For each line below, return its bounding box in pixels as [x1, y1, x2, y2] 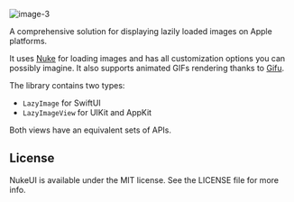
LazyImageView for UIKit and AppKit [22, 107, 152, 117]
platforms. [9, 36, 48, 46]
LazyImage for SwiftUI [22, 97, 101, 108]
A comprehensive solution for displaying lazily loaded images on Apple [9, 26, 272, 36]
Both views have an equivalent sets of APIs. [9, 124, 172, 135]
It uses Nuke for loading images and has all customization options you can [9, 53, 286, 63]
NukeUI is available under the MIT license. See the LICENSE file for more [9, 174, 280, 185]
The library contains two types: [9, 80, 125, 90]
